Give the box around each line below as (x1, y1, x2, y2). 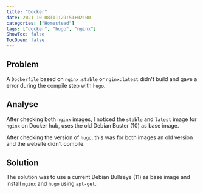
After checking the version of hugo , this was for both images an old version (6, 134, 193, 141)
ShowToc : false (6, 31, 45, 38)
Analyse (6, 99, 38, 110)
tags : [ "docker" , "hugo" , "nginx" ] (6, 25, 97, 32)
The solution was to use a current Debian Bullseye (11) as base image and (6, 174, 190, 181)
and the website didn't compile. (6, 140, 85, 147)
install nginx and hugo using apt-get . (6, 180, 97, 188)
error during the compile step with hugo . (6, 82, 106, 89)
